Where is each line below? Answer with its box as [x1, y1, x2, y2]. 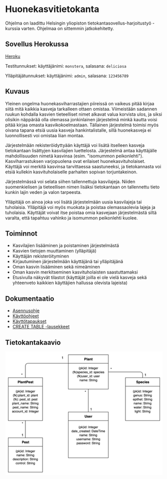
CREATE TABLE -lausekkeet [12, 324, 70, 330]
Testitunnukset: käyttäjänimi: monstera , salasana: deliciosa [5, 63, 126, 69]
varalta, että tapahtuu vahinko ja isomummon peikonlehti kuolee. [5, 214, 138, 221]
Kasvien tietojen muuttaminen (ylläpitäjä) [12, 248, 96, 254]
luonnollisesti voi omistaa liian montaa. [5, 132, 84, 138]
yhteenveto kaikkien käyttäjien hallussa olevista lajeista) [12, 280, 127, 286]
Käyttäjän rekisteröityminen [12, 253, 69, 259]
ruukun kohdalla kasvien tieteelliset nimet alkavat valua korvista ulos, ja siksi [5, 111, 162, 117]
